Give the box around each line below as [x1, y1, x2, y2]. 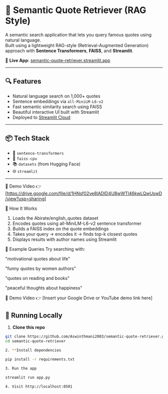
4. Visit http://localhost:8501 [5, 384, 72, 389]
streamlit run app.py [5, 375, 50, 380]
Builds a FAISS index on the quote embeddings [12, 225, 109, 232]
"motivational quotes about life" [5, 255, 70, 262]
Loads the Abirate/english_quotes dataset [12, 215, 98, 221]
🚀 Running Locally [5, 311, 62, 319]
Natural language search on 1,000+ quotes [12, 93, 101, 99]
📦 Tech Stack [5, 134, 50, 143]
